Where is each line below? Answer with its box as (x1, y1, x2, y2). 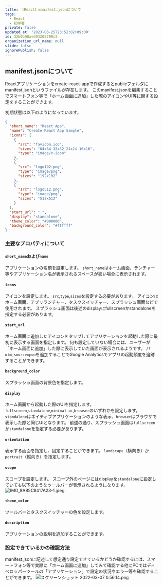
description (5, 520, 29, 526)
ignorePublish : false (5, 48, 49, 53)
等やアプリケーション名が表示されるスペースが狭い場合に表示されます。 (5, 271, 149, 277)
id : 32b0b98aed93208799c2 (5, 35, 57, 39)
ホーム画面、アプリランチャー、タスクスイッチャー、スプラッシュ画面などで (5, 299, 158, 305)
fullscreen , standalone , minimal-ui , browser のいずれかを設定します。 (5, 407, 140, 414)
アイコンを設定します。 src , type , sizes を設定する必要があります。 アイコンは (5, 293, 159, 299)
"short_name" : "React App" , (9, 124, 67, 129)
